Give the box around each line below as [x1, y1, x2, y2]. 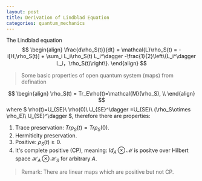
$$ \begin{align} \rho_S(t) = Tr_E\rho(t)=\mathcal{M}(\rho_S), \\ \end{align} [8, 90, 195, 97]
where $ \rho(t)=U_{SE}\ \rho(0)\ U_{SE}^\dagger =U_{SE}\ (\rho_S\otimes [6, 106, 191, 113]
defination [21, 78, 47, 85]
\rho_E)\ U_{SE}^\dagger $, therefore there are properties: [6, 113, 151, 120]
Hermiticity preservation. [15, 132, 77, 139]
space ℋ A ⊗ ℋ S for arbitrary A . [15, 155, 97, 163]
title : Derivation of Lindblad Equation [6, 15, 110, 21]
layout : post [6, 8, 39, 15]
